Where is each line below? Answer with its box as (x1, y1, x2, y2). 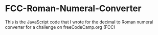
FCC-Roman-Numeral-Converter (5, 3, 142, 14)
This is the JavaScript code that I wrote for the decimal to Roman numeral (5, 19, 154, 25)
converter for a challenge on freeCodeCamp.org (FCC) (5, 24, 116, 30)
